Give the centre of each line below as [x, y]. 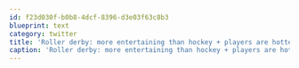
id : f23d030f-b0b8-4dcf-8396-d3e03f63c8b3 [89, 17]
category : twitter [43, 34]
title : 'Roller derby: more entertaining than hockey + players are [139, 42]
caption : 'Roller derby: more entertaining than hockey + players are [143, 50]
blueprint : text [39, 26]
